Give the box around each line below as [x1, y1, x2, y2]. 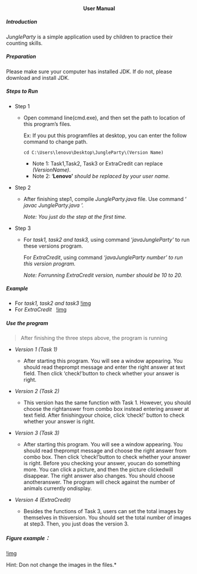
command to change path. [23, 138, 88, 145]
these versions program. [23, 242, 83, 249]
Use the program [6, 320, 48, 327]
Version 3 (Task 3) [14, 429, 60, 437]
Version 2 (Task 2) [14, 388, 60, 395]
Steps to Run [6, 87, 38, 95]
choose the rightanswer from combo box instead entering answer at [23, 406, 189, 413]
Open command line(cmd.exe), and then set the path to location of [23, 114, 186, 121]
